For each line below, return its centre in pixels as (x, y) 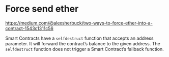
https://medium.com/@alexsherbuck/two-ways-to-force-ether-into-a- (79, 23)
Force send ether (42, 9)
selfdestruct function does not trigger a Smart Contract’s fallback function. (84, 49)
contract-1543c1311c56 (30, 28)
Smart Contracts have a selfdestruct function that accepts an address (79, 38)
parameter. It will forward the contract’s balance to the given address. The (83, 43)
